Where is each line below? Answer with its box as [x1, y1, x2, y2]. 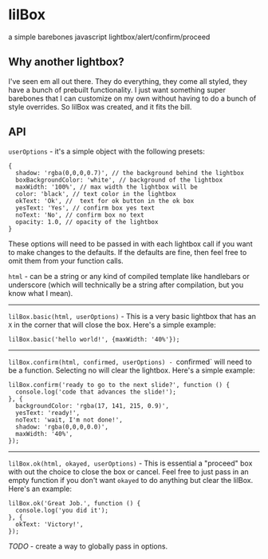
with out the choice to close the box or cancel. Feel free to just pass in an [8, 466, 249, 477]
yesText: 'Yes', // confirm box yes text [15, 204, 156, 212]
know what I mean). [8, 288, 73, 297]
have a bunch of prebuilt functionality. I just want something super [8, 85, 226, 94]
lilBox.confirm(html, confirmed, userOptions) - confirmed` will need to [8, 357, 253, 366]
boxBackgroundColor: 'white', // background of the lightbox [15, 176, 223, 184]
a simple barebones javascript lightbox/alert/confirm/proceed [8, 32, 211, 42]
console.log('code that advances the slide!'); [15, 388, 177, 396]
